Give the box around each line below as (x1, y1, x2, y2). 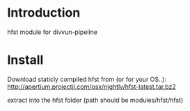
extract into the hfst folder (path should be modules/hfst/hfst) (7, 96, 184, 104)
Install (7, 52, 44, 68)
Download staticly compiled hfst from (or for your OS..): (7, 75, 167, 83)
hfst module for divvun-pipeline (7, 28, 98, 36)
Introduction (7, 5, 81, 21)
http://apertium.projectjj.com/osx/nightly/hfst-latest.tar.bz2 (7, 82, 176, 91)
